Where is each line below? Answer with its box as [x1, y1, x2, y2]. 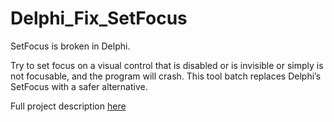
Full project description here [10, 100, 127, 112]
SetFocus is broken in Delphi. [10, 40, 131, 52]
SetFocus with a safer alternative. [10, 80, 148, 92]
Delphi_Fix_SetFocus [10, 7, 188, 30]
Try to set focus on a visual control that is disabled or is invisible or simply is [10, 59, 324, 71]
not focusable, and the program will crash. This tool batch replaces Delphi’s [10, 70, 322, 82]
